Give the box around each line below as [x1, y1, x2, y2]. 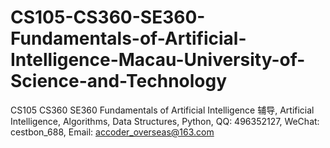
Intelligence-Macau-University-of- [10, 49, 306, 71]
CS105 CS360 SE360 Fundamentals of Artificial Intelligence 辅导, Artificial [10, 104, 315, 116]
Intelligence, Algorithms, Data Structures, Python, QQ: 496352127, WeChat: [10, 115, 320, 127]
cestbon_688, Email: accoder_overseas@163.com [10, 126, 215, 138]
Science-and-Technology [10, 70, 228, 93]
